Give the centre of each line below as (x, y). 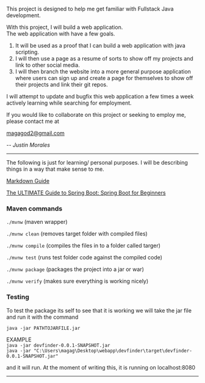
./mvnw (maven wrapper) (37, 222)
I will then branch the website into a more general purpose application (103, 72)
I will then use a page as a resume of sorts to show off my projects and (104, 58)
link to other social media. (48, 65)
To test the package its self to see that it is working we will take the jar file (99, 310)
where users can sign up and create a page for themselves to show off (104, 78)
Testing (18, 297)
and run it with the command (42, 317)
